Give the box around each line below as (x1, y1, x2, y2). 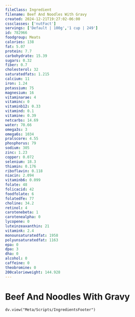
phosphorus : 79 (5, 141, 36, 146)
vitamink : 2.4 (5, 228, 34, 233)
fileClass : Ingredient (5, 7, 52, 12)
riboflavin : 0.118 (5, 168, 43, 173)
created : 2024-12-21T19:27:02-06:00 (5, 16, 80, 21)
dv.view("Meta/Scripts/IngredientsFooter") (5, 308, 96, 313)
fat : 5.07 (5, 44, 26, 49)
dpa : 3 (5, 247, 19, 252)
